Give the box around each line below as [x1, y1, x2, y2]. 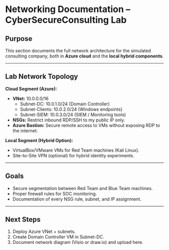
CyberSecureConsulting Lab [5, 14, 127, 26]
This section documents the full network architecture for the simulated [5, 48, 151, 53]
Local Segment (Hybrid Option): [5, 137, 73, 143]
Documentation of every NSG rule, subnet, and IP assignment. [12, 196, 142, 202]
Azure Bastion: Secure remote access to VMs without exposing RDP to [12, 122, 160, 128]
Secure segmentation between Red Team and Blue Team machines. [12, 185, 153, 191]
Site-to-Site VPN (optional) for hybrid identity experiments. [12, 152, 135, 158]
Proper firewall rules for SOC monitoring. [12, 191, 97, 197]
